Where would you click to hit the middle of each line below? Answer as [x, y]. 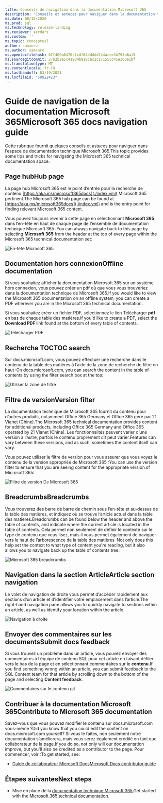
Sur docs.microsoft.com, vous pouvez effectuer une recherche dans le [76, 359]
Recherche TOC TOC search [48, 348]
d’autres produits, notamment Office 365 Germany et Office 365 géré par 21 [81, 416]
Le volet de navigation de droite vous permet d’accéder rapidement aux [76, 594]
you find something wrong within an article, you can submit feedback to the [81, 669]
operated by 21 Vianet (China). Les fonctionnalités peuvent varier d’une [76, 432]
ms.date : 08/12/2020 [26, 18]
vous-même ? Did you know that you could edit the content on [67, 729]
